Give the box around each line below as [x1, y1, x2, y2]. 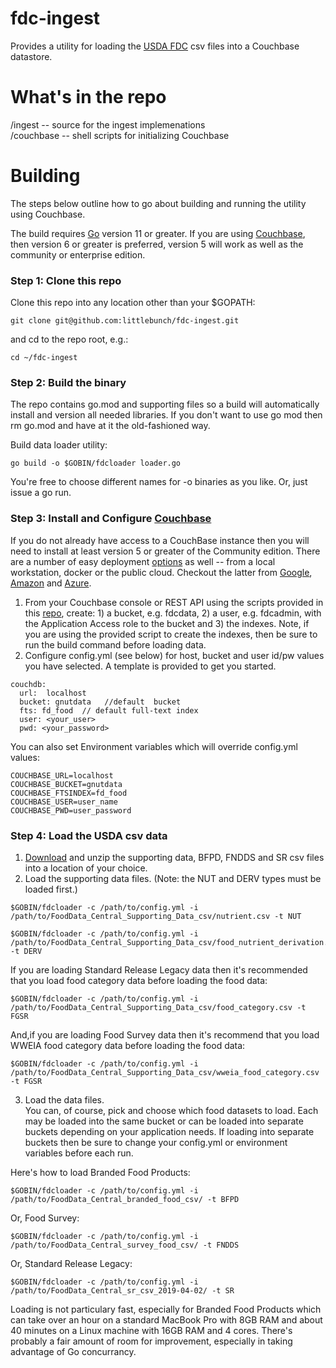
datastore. [10, 50, 53, 62]
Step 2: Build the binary [10, 376, 127, 390]
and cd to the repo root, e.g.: [10, 333, 129, 346]
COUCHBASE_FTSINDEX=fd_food [10, 788, 128, 798]
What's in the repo [10, 86, 167, 109]
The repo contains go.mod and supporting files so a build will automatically [10, 398, 320, 411]
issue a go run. [10, 487, 72, 499]
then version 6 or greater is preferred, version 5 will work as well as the [10, 238, 304, 250]
